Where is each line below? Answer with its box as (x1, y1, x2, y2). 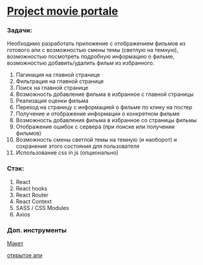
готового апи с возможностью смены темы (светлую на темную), (7, 46, 179, 54)
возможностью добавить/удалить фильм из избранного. (7, 59, 155, 67)
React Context (15, 197, 52, 205)
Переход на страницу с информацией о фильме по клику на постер (15, 104, 193, 111)
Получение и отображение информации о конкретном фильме (15, 110, 180, 117)
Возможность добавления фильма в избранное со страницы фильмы (15, 117, 197, 124)
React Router (15, 191, 49, 198)
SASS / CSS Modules (15, 204, 69, 211)
